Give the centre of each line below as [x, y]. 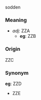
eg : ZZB [28, 36]
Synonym [17, 73]
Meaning [16, 20]
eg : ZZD [13, 84]
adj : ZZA [21, 31]
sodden [13, 7]
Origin [13, 49]
